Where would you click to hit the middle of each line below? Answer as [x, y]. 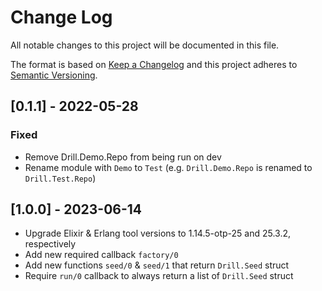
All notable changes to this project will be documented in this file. [145, 45]
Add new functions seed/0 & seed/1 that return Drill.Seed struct [157, 265]
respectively [50, 244]
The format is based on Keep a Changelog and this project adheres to [154, 64]
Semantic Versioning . [54, 75]
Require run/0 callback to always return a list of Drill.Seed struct [159, 276]
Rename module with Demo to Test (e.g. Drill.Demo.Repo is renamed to [168, 167]
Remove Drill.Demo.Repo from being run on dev [123, 157]
